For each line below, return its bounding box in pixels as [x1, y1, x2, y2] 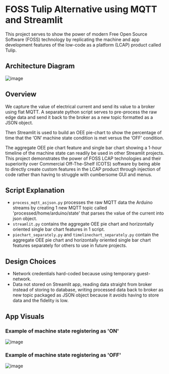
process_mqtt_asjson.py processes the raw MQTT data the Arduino [12, 199, 153, 205]
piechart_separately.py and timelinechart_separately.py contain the [12, 232, 159, 238]
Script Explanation [5, 186, 65, 194]
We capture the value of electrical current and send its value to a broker [5, 103, 155, 109]
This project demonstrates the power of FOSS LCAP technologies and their [5, 155, 161, 161]
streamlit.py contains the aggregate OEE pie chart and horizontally [12, 221, 154, 227]
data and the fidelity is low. [12, 298, 69, 304]
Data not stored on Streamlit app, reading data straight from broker [12, 281, 152, 287]
